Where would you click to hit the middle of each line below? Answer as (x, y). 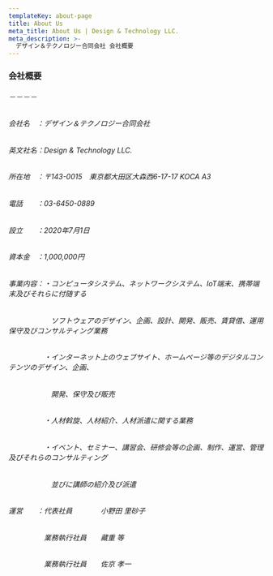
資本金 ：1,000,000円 (47, 257)
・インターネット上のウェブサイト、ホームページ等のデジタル (146, 357)
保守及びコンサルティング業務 (58, 330)
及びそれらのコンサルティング (58, 457)
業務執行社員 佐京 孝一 (87, 564)
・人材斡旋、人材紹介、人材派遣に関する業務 (118, 421)
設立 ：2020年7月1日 (49, 230)
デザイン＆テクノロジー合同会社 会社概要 (75, 46)
